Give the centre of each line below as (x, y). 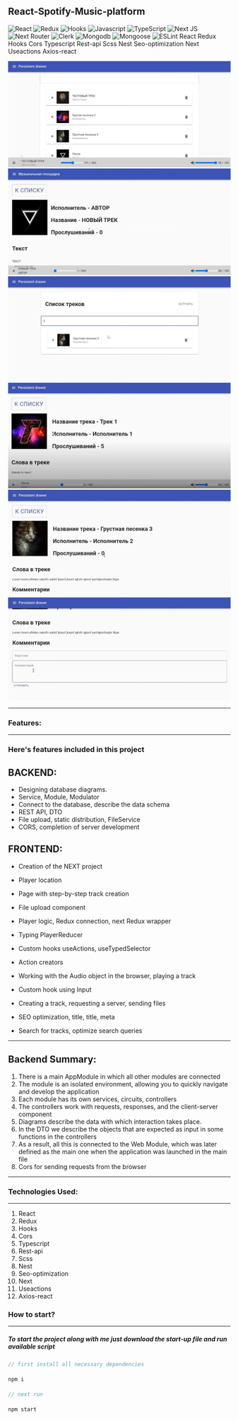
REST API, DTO (40, 812)
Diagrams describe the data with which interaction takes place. (110, 1121)
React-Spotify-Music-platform (77, 12)
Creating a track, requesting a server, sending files (92, 1003)
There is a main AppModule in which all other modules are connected (119, 1076)
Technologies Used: (43, 1192)
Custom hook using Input (55, 990)
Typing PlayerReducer (50, 934)
